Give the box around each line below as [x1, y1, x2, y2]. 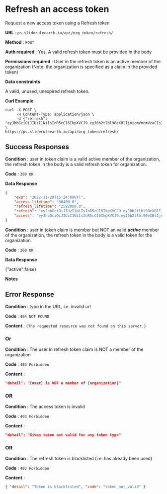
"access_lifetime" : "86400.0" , [14, 199, 79, 204]
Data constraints [5, 79, 41, 84]
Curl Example [5, 98, 34, 104]
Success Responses [5, 143, 70, 151]
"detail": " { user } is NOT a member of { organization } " [5, 380, 121, 386]
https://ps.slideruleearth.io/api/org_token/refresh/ [5, 129, 119, 134]
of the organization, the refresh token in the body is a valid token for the [5, 232, 153, 238]
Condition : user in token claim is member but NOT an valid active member [5, 227, 160, 233]
